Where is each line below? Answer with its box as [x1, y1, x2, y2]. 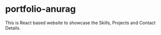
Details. [5, 25, 21, 31]
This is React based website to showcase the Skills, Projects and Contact [5, 20, 156, 26]
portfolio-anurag [5, 3, 76, 15]
